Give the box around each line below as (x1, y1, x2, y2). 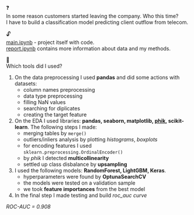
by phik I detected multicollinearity (23, 155, 109, 161)
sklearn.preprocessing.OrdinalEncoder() (23, 150, 123, 155)
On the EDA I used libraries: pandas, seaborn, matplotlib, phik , (14, 117, 168, 124)
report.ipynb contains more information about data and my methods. (6, 45, 171, 52)
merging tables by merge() (23, 130, 87, 137)
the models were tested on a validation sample (23, 179, 136, 186)
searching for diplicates (23, 105, 81, 112)
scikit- (168, 117, 184, 124)
